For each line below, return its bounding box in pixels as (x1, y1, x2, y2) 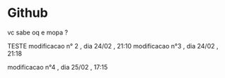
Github (7, 5, 48, 21)
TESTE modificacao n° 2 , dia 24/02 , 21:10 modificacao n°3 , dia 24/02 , (7, 41, 219, 50)
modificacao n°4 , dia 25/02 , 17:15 (7, 63, 108, 71)
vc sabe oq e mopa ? (7, 28, 69, 37)
